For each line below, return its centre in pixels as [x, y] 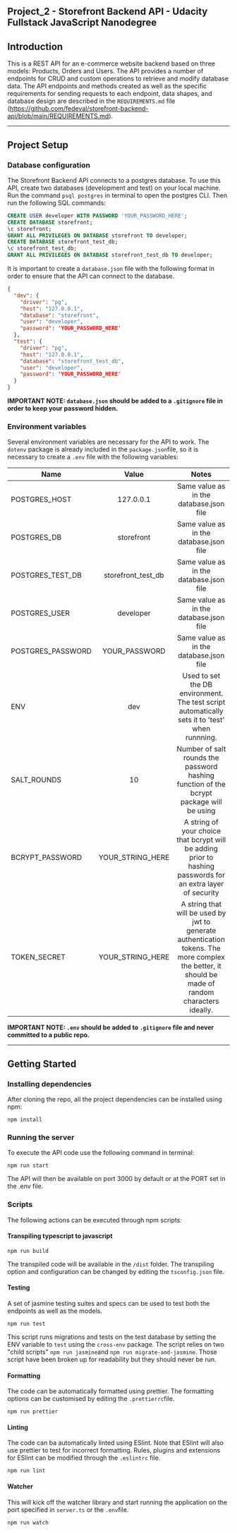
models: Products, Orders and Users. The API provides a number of [105, 71]
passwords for [201, 875]
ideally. [201, 1010]
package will [201, 802]
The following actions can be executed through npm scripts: [95, 1220]
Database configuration [49, 165]
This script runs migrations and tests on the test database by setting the [112, 1337]
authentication [201, 940]
